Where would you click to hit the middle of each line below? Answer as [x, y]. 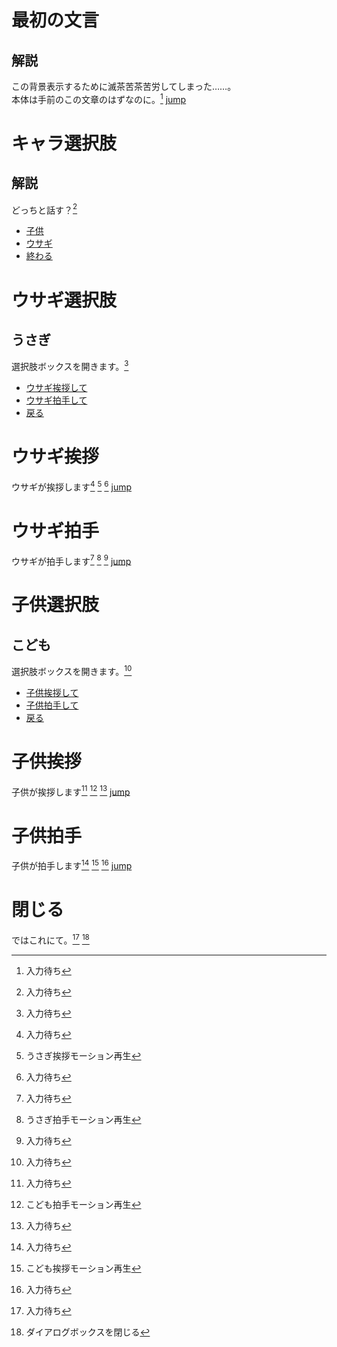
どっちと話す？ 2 [44, 209]
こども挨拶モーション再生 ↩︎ [83, 1268]
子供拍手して [52, 705]
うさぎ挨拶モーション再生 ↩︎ [83, 1055]
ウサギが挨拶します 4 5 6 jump [72, 486]
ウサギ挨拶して [56, 387]
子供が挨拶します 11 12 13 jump [71, 791]
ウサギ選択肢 [64, 300]
